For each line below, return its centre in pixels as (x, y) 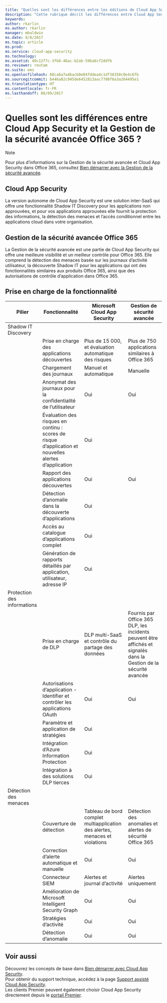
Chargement (57, 368)
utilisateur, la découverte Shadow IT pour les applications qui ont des (76, 265)
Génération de (59, 553)
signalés (138, 650)
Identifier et (56, 696)
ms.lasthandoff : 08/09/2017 (34, 93)
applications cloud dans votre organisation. (49, 222)
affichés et (140, 644)
